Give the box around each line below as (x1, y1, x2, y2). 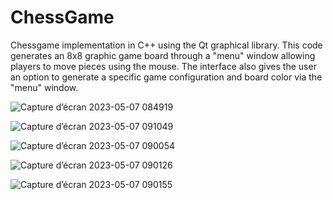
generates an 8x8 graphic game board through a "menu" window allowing (10, 49, 316, 61)
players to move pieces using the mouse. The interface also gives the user (10, 60, 317, 72)
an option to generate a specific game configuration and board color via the (10, 71, 323, 83)
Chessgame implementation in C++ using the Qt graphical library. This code (10, 39, 323, 51)
